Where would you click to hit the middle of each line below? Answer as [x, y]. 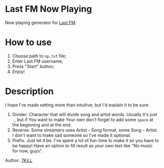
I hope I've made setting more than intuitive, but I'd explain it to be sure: [77, 105]
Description [29, 91]
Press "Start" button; [33, 66]
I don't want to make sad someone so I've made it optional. [71, 135]
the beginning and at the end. [42, 125]
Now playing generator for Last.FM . [41, 23]
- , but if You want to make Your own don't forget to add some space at [82, 120]
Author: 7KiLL [19, 160]
